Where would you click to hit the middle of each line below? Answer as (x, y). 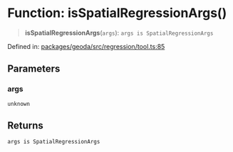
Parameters (34, 69)
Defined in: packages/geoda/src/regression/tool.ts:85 (86, 46)
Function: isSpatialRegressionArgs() (117, 13)
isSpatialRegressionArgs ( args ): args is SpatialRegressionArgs (119, 33)
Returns (26, 126)
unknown (19, 104)
